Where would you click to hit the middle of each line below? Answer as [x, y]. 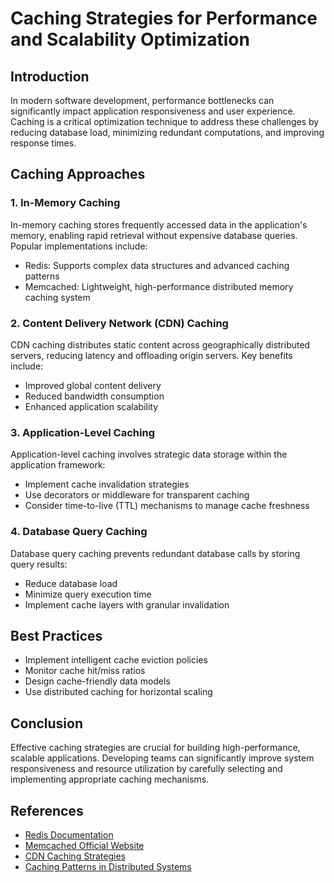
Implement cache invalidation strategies [107, 484]
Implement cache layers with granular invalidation [127, 604]
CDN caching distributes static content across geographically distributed [160, 344]
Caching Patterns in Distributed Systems [108, 867]
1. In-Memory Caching [65, 203]
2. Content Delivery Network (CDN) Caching [119, 323]
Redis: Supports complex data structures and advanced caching [157, 265]
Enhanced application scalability [91, 406]
